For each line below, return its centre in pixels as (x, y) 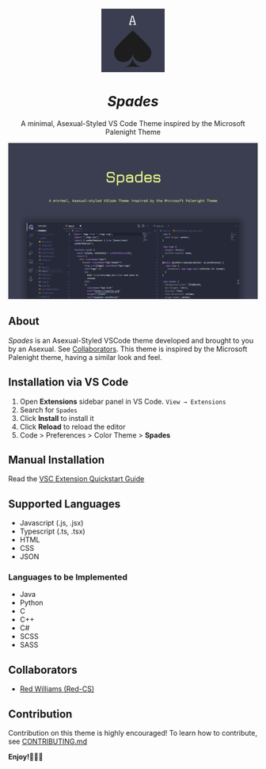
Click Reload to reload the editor (72, 427)
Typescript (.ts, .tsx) (52, 531)
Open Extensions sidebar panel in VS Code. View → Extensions (123, 401)
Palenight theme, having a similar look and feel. (85, 357)
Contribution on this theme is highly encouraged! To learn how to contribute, (133, 733)
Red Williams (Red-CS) (57, 689)
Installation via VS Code (68, 383)
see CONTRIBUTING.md (48, 741)
